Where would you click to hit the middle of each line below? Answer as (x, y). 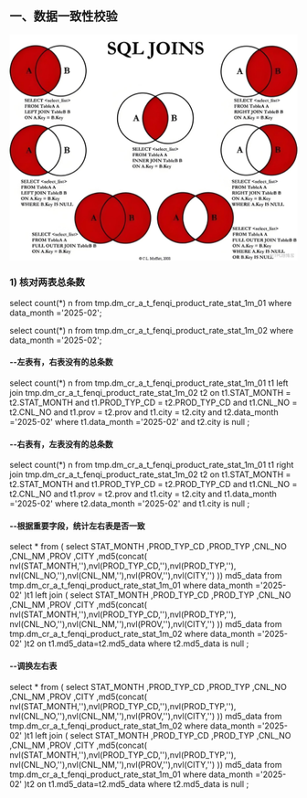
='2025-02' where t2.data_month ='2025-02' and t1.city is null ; (130, 504)
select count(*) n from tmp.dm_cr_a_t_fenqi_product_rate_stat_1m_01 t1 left (149, 383)
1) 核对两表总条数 (47, 282)
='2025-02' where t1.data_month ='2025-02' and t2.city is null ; (130, 422)
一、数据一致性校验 (64, 16)
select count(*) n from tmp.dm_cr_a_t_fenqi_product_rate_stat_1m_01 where (151, 303)
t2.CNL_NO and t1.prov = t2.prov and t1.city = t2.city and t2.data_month (144, 412)
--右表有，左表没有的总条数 (62, 444)
